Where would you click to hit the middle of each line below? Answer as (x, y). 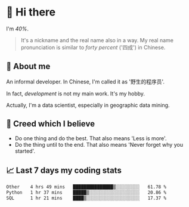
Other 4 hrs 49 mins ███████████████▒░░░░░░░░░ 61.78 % (86, 187)
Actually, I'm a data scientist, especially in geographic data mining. (88, 105)
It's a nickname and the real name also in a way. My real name (97, 40)
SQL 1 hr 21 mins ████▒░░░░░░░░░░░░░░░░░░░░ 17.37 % (86, 198)
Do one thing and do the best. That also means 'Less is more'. (91, 138)
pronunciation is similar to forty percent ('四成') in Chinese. (93, 47)
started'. (25, 151)
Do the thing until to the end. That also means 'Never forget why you (99, 144)
